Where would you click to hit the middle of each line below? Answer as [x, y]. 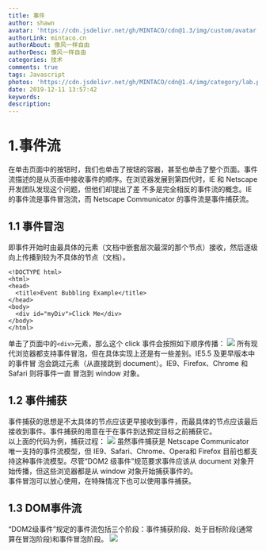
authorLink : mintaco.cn [47, 38]
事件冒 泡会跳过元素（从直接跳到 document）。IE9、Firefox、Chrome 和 [131, 363]
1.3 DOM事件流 [45, 509]
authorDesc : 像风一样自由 [47, 52]
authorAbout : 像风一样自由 [49, 45]
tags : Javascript [37, 75]
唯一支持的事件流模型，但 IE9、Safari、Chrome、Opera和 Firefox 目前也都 [129, 451]
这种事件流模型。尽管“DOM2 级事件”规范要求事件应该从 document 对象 [131, 460]
